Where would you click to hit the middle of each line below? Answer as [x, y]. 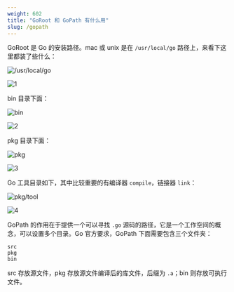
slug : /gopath [28, 27]
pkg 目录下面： [29, 140]
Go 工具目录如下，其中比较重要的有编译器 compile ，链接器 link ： [102, 182]
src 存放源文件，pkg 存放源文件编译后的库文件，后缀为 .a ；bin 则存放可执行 [117, 273]
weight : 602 [25, 14]
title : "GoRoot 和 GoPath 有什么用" [58, 20]
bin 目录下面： [28, 98]
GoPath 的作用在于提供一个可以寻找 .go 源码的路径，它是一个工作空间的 [111, 225]
